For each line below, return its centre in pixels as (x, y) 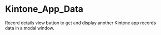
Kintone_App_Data (44, 9)
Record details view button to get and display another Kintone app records (80, 23)
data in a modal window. (30, 28)
